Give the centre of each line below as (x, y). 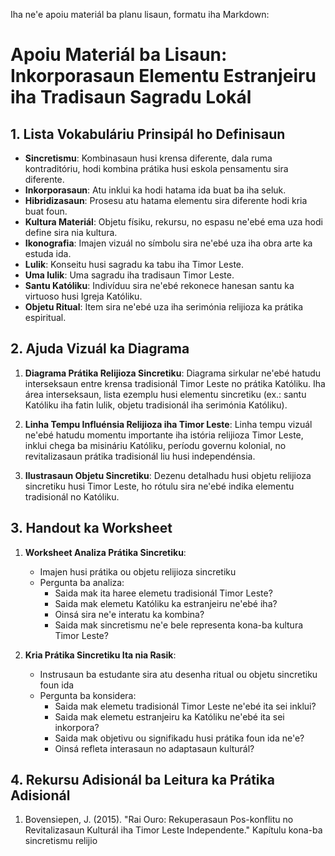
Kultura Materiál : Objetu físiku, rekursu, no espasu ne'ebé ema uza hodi (173, 222)
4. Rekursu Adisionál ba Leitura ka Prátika (142, 780)
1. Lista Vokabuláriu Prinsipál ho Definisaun (148, 134)
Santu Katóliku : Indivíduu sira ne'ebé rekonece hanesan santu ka (159, 285)
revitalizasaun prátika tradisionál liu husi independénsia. (140, 456)
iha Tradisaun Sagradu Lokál (131, 97)
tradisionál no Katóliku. (72, 496)
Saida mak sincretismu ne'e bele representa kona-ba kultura (179, 625)
